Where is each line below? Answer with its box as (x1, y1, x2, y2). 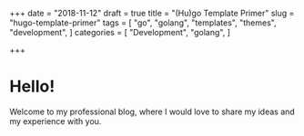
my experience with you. (9, 115, 102, 126)
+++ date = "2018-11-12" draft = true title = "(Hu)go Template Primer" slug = (9, 8, 295, 18)
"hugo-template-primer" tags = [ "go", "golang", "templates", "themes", (9, 17, 277, 28)
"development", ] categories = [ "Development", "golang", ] (9, 27, 230, 37)
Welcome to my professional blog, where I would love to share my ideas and (9, 106, 296, 117)
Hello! (9, 76, 56, 97)
